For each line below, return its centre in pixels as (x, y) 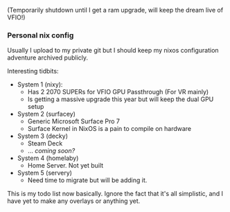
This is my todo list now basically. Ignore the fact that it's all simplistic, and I (115, 194)
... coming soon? (51, 151)
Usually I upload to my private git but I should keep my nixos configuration (113, 51)
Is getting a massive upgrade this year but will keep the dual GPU (121, 99)
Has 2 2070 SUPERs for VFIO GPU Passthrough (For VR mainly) (118, 92)
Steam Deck (45, 143)
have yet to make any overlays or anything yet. (74, 201)
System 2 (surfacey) (46, 114)
